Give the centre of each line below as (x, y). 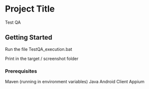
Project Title (30, 9)
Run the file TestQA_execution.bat (39, 49)
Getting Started (29, 37)
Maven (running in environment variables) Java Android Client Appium (75, 82)
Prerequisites (21, 71)
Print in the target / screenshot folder (42, 59)
